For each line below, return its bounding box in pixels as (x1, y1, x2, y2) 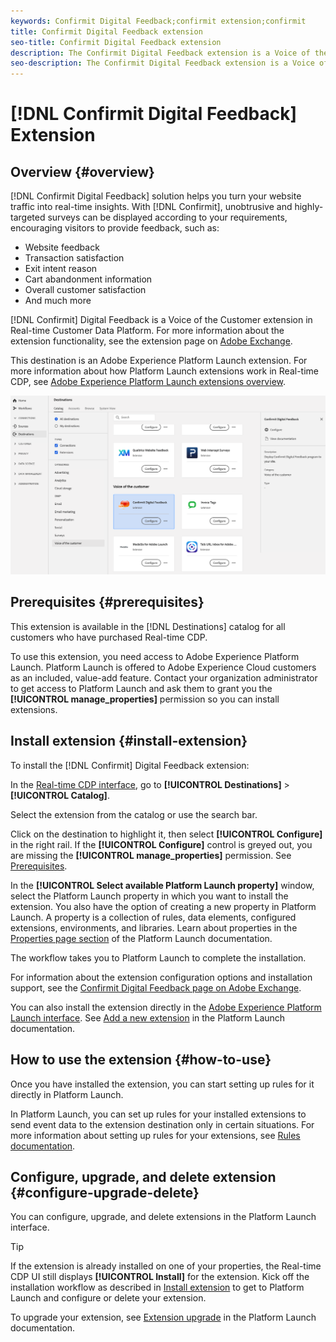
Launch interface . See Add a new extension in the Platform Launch (10, 1011, 286, 1024)
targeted (10, 211, 46, 224)
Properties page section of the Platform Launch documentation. (10, 932, 273, 944)
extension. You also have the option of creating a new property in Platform (10, 900, 317, 912)
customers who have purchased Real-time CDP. (10, 631, 208, 643)
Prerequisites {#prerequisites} (10, 594, 205, 611)
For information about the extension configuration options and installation (10, 971, 313, 983)
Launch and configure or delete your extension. (10, 1292, 207, 1304)
